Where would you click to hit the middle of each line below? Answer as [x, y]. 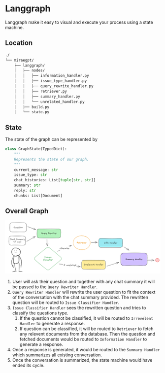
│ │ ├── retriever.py [41, 91]
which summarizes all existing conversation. [57, 355]
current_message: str [36, 170]
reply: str [25, 191]
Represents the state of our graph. [52, 159]
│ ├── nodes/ [30, 70]
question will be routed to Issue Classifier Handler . [66, 303]
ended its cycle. [28, 366]
